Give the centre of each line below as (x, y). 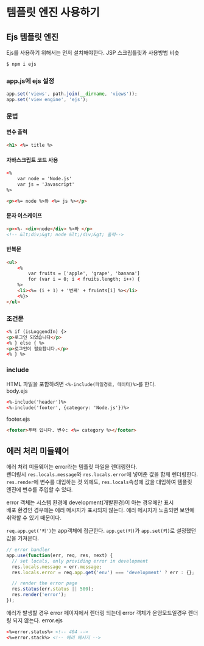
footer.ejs (18, 419)
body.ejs (17, 391)
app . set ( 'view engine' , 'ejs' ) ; (47, 100)
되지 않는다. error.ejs (37, 620)
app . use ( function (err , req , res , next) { (60, 555)
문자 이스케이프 (24, 216)
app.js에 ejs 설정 (30, 81)
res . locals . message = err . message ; (57, 567)
